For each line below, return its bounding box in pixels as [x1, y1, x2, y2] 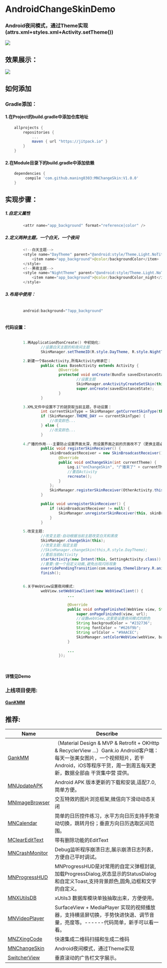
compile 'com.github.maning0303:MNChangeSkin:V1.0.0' [25, 176, 139, 181]
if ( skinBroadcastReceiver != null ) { [49, 506, 130, 511]
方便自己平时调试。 [54, 853, 100, 860]
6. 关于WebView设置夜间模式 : [23, 584, 76, 589]
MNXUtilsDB [7, 894, 37, 901]
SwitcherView [7, 954, 40, 961]
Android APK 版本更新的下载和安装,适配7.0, [54, 779, 156, 786]
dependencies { [14, 171, 46, 176]
